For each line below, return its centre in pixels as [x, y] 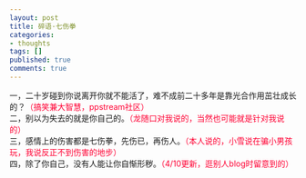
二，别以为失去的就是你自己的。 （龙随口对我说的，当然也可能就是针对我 [143, 118]
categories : [32, 35]
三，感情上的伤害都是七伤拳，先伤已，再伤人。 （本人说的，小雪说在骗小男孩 [151, 141]
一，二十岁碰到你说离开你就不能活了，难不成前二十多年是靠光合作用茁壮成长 [153, 95]
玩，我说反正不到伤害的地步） [65, 152]
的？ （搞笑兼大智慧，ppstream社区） [79, 106]
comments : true [38, 69]
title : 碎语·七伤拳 [43, 26]
